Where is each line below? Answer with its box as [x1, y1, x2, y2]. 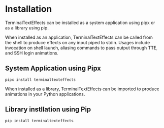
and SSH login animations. [5, 50, 59, 56]
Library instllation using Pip [5, 105, 91, 114]
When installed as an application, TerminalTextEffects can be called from [5, 34, 153, 40]
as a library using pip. [5, 25, 49, 30]
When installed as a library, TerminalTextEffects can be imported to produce [5, 86, 160, 92]
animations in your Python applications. [5, 91, 85, 97]
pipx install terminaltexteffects [5, 77, 76, 82]
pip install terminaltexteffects [5, 118, 74, 123]
